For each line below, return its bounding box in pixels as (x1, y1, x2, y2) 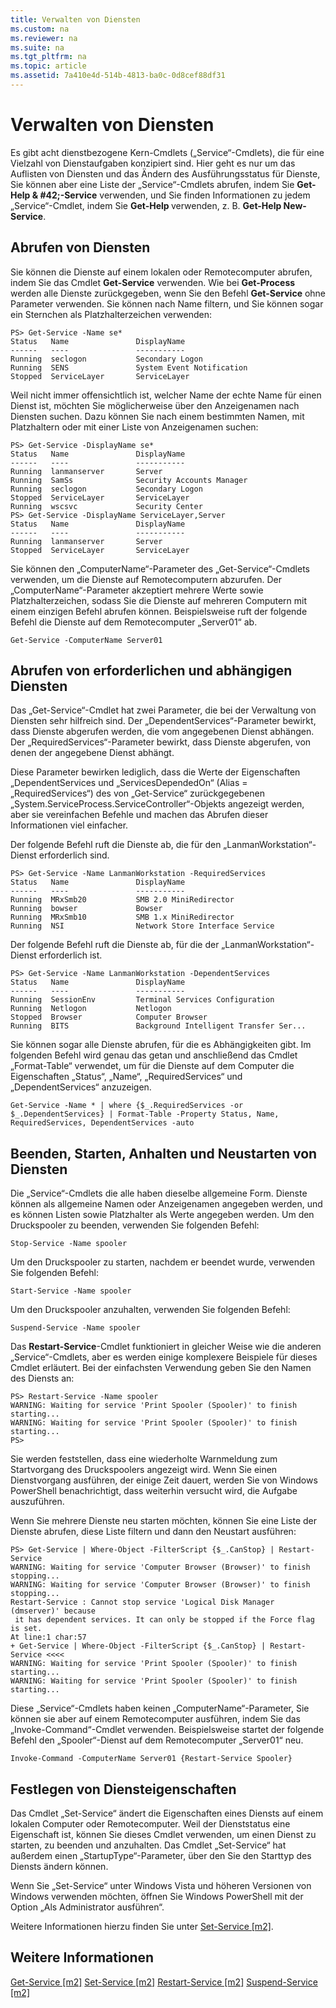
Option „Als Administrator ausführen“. (10, 1901, 165, 1913)
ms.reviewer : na (10, 33, 78, 43)
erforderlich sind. (38, 849, 110, 861)
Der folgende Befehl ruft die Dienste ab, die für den (10, 839, 222, 851)
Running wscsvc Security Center (10, 501, 203, 511)
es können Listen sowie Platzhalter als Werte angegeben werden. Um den (10, 1209, 315, 1221)
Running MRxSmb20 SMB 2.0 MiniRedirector (10, 895, 235, 905)
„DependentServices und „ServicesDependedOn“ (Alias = (10, 777, 248, 789)
